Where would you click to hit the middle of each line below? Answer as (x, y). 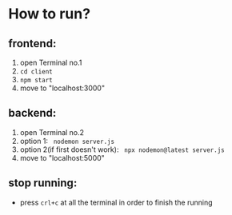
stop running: (43, 183)
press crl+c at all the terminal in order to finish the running (116, 202)
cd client (36, 72)
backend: (32, 113)
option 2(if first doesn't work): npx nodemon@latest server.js (122, 149)
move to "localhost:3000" (62, 88)
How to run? (49, 14)
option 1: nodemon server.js (67, 141)
